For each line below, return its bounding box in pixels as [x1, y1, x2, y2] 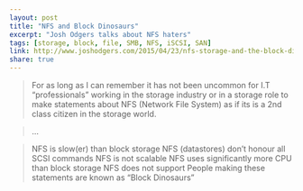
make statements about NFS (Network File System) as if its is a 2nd [31, 99, 282, 109]
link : [9, 47, 30, 56]
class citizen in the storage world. [31, 109, 157, 119]
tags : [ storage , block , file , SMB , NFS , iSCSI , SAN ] [9, 38, 212, 48]
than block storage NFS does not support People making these [31, 163, 266, 173]
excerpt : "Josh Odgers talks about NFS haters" [9, 30, 192, 39]
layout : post [9, 13, 59, 23]
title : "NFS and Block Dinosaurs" [9, 22, 140, 31]
